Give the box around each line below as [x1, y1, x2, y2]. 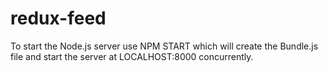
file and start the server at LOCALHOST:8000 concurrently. [10, 50, 254, 62]
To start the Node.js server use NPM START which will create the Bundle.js [10, 40, 319, 52]
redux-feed [10, 7, 107, 30]
